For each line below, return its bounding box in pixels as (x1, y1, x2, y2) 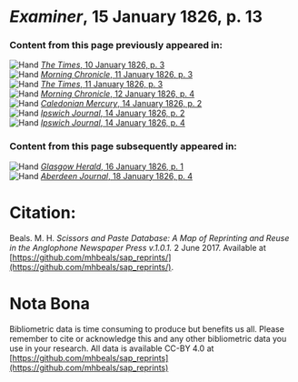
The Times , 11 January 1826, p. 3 (40, 79, 164, 90)
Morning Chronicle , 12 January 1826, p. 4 (40, 88, 195, 99)
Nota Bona (9, 293, 91, 314)
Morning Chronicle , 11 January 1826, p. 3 (40, 69, 194, 80)
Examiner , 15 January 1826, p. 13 (9, 6, 263, 27)
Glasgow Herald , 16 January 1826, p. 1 (40, 161, 184, 172)
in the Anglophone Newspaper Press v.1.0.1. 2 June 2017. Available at (9, 242, 266, 253)
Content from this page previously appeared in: (9, 39, 223, 52)
